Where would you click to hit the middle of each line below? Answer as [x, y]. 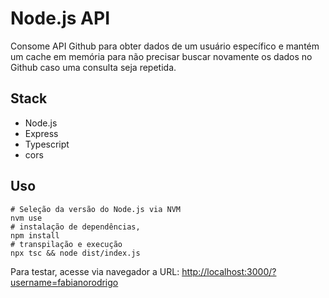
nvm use [26, 218]
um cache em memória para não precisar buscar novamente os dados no [161, 56]
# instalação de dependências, [75, 227]
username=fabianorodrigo [64, 282]
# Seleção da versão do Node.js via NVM [96, 209]
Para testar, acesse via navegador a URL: [95, 271]
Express [41, 133]
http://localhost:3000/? [229, 271]
